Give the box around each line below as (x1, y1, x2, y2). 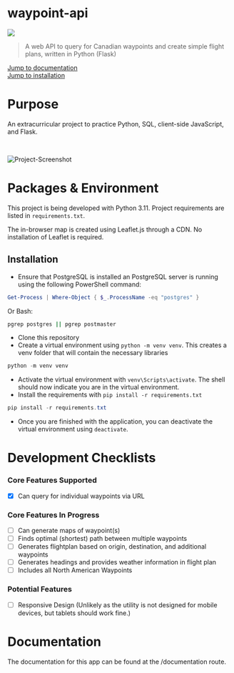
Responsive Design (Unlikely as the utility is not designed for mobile (17, 600, 218, 609)
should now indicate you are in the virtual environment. (17, 383, 180, 392)
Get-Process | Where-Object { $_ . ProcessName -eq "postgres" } (7, 294, 200, 301)
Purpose (7, 96, 59, 112)
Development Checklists (7, 450, 156, 466)
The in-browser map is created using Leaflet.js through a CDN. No (7, 225, 203, 234)
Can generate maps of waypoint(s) (17, 526, 121, 534)
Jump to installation (7, 71, 66, 79)
